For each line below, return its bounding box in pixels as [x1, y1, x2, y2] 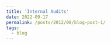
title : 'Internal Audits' [6, 8, 69, 15]
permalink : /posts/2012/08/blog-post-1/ [6, 19, 106, 25]
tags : [6, 25, 19, 31]
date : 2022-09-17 [6, 14, 48, 20]
